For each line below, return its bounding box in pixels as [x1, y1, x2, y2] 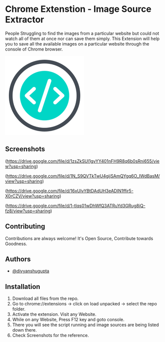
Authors [5, 255, 31, 263]
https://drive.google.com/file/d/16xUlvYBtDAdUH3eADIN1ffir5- [6, 188, 134, 194]
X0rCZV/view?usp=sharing [5, 193, 60, 199]
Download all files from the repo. [12, 295, 79, 301]
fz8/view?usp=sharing [5, 208, 51, 214]
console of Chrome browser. [5, 46, 63, 52]
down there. [12, 327, 37, 333]
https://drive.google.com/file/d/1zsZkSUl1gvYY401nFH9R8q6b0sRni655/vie [6, 158, 160, 164]
